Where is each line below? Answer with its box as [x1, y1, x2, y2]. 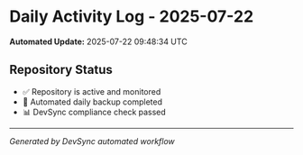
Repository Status [9, 62, 113, 77]
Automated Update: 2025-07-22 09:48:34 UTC [9, 36, 188, 47]
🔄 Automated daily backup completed [22, 96, 163, 107]
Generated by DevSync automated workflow [9, 135, 176, 146]
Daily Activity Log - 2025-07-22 [9, 6, 254, 27]
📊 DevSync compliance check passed [22, 106, 167, 117]
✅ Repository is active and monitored [22, 86, 161, 96]
